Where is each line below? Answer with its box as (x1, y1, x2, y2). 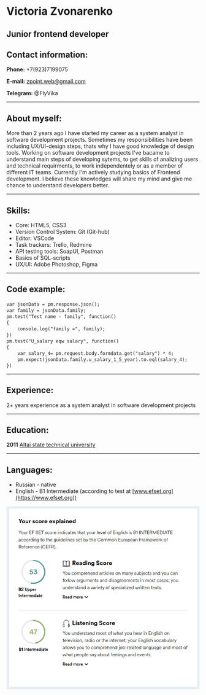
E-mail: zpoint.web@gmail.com (6, 78, 86, 85)
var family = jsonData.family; (6, 307, 86, 314)
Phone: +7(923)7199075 (6, 66, 69, 73)
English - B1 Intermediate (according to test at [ (15, 487, 135, 495)
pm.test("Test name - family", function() (6, 313, 116, 320)
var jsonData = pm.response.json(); (6, 301, 100, 308)
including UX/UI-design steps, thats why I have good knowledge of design (6, 142, 194, 150)
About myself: (6, 113, 63, 123)
